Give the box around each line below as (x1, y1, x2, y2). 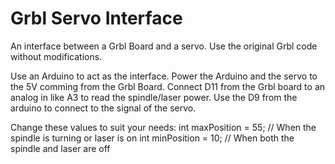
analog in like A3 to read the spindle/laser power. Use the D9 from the (10, 91, 298, 103)
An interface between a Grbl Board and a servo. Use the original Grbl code (10, 40, 318, 52)
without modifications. (10, 50, 103, 62)
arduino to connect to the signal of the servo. (10, 102, 197, 114)
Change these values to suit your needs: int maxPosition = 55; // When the (10, 121, 317, 133)
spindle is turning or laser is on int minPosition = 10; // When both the (10, 132, 295, 144)
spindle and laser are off (10, 142, 111, 154)
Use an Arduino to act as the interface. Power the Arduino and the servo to (10, 70, 318, 82)
